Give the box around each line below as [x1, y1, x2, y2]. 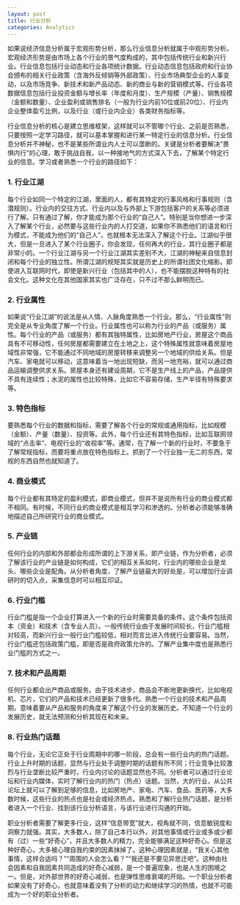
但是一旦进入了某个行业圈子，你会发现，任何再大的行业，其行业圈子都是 [19, 239, 233, 248]
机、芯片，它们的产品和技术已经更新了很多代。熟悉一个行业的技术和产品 [7, 694, 220, 704]
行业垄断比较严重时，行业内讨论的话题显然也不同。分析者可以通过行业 [19, 767, 226, 776]
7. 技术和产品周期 [7, 669, 66, 679]
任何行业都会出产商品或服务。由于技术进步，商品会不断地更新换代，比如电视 [7, 686, 233, 694]
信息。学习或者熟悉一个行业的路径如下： [19, 158, 139, 166]
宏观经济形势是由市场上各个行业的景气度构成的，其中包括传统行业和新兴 [7, 53, 220, 61]
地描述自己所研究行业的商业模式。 [7, 511, 108, 520]
